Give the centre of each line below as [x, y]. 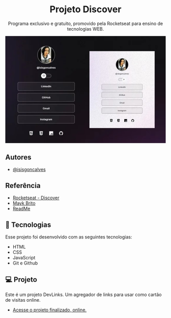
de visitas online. [23, 300]
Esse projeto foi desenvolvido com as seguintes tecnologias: [69, 237]
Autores [18, 157]
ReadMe [21, 209]
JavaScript [24, 258]
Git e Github [25, 263]
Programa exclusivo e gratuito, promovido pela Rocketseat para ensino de [85, 23]
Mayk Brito [24, 203]
